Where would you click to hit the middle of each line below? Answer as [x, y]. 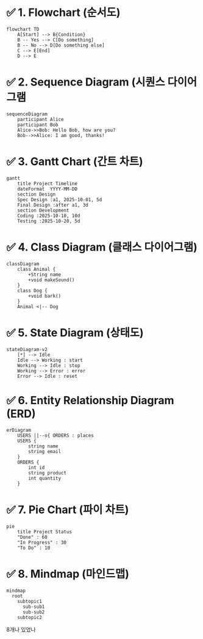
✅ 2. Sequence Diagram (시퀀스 [86, 82]
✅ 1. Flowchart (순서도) [63, 13]
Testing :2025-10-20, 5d [49, 221]
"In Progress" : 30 [42, 542]
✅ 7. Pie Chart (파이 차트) [68, 510]
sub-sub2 [34, 612]
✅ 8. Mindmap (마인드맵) [68, 574]
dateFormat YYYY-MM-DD [48, 189]
